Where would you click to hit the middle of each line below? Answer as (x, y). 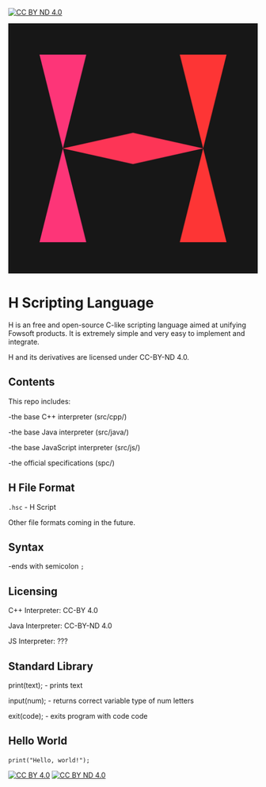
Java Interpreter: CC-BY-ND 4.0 (60, 626)
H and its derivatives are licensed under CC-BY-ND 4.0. (99, 357)
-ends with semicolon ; (46, 566)
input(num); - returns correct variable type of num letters (101, 700)
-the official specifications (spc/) (61, 463)
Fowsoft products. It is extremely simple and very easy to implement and (127, 333)
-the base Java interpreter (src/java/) (68, 432)
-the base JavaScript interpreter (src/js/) (74, 447)
